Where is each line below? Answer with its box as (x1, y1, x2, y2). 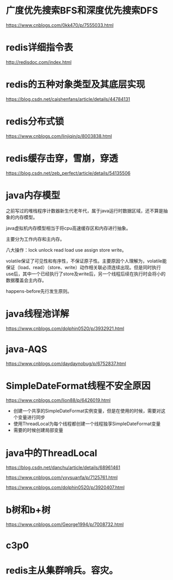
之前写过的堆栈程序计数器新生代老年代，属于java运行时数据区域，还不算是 (6, 207, 164, 214)
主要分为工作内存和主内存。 (6, 236, 65, 242)
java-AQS (6, 343, 48, 355)
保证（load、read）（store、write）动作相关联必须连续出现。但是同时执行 (6, 264, 161, 270)
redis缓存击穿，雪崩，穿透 (6, 152, 118, 164)
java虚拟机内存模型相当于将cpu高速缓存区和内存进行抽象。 (6, 225, 131, 231)
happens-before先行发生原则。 (6, 288, 72, 294)
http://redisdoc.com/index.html (6, 59, 72, 65)
